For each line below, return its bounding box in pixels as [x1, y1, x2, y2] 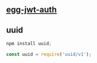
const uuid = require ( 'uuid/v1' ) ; [6, 52, 92, 58]
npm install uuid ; [6, 41, 52, 47]
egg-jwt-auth [6, 5, 57, 15]
